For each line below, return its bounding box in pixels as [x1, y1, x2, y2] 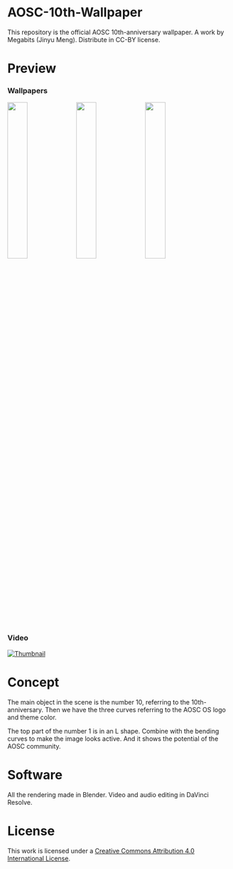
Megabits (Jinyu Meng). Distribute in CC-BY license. [7, 35, 161, 43]
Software [7, 766, 63, 783]
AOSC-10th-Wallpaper [7, 4, 143, 21]
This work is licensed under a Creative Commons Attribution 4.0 [7, 846, 195, 855]
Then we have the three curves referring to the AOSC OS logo [45, 705, 226, 714]
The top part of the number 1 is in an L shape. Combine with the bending [7, 727, 220, 735]
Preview [7, 61, 57, 77]
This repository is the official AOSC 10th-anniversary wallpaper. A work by [7, 28, 224, 36]
